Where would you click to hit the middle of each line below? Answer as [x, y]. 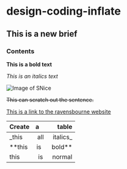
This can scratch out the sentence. [50, 99]
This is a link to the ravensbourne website [59, 112]
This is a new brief [42, 34]
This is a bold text [29, 64]
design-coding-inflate [64, 11]
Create [20, 126]
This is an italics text [32, 76]
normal [62, 157]
